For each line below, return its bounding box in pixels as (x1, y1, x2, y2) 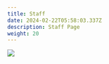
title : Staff (7, 10, 46, 18)
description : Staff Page (7, 23, 80, 30)
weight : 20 (7, 30, 39, 37)
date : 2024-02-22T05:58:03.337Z (7, 17, 102, 24)
